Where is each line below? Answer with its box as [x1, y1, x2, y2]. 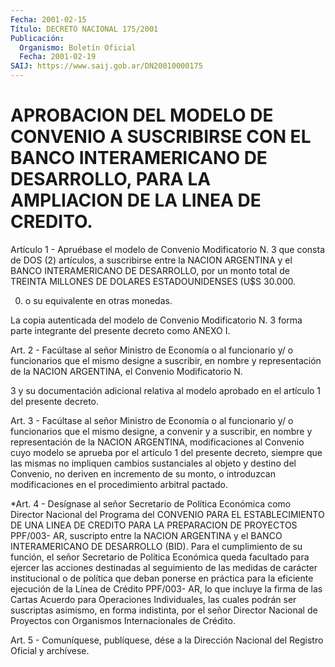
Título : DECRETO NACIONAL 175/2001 [10, 24, 159, 34]
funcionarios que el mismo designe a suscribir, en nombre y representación [10, 354, 322, 366]
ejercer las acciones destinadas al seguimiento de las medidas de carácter [10, 561, 318, 573]
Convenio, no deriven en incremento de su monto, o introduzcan [10, 467, 276, 480]
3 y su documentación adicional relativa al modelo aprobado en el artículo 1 [10, 384, 322, 396]
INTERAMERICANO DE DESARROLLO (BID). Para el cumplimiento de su [10, 540, 303, 552]
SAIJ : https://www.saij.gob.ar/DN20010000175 [10, 61, 203, 71]
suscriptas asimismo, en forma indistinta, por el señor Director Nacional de [10, 604, 318, 616]
